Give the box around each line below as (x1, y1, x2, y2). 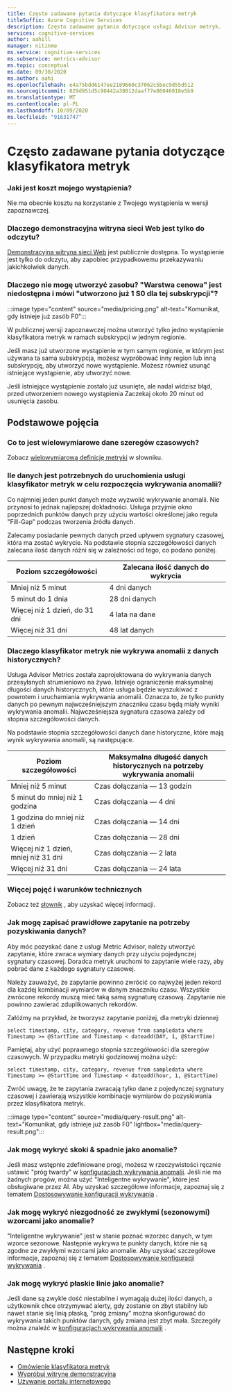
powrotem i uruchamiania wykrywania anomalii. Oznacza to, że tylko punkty (7, 692, 225, 701)
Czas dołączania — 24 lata (94, 863, 182, 873)
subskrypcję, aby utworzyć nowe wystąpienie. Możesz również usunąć (7, 361, 211, 369)
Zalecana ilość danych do (122, 562, 209, 572)
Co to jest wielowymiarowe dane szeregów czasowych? (7, 438, 200, 448)
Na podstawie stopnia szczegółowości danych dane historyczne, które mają (7, 728, 224, 737)
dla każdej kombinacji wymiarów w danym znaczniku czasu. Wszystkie (7, 985, 210, 994)
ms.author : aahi (7, 74, 54, 82)
